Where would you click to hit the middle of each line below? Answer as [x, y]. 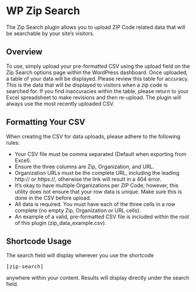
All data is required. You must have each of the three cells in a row [95, 204]
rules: [13, 142]
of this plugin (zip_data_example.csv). [60, 223]
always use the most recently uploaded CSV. [60, 104]
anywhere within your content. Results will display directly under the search [98, 278]
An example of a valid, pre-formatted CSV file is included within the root [102, 217]
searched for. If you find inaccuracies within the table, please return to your [97, 91]
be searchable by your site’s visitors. [50, 33]
